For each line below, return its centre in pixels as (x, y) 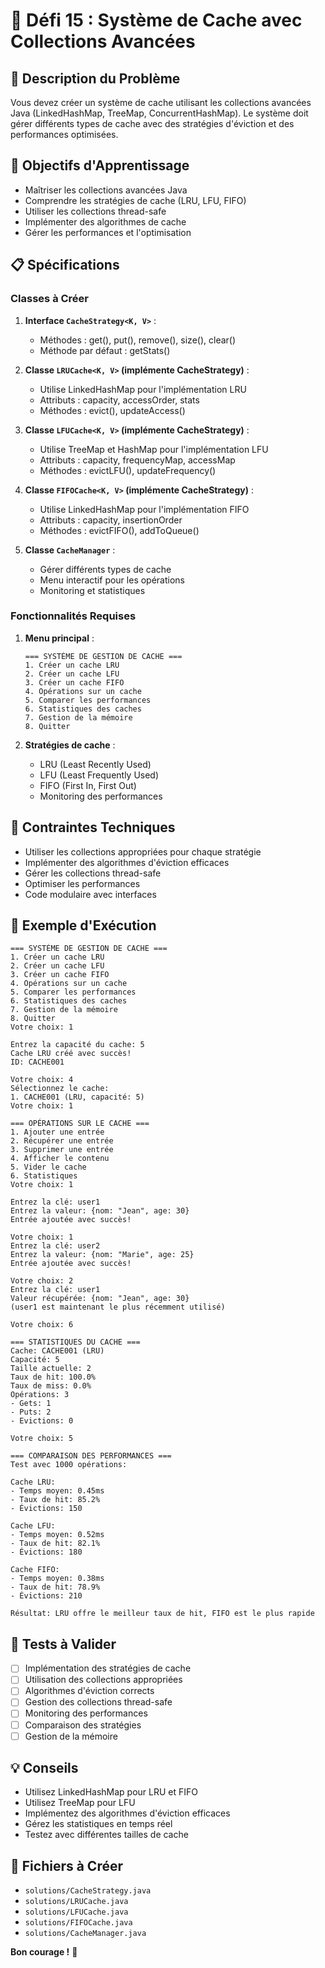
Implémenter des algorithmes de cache (105, 221)
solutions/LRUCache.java (76, 1902)
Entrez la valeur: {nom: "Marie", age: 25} (102, 1255)
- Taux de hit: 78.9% (55, 1587)
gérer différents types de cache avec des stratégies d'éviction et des (152, 123)
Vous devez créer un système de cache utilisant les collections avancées (161, 102)
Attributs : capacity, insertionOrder (111, 520)
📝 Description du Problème (95, 78)
